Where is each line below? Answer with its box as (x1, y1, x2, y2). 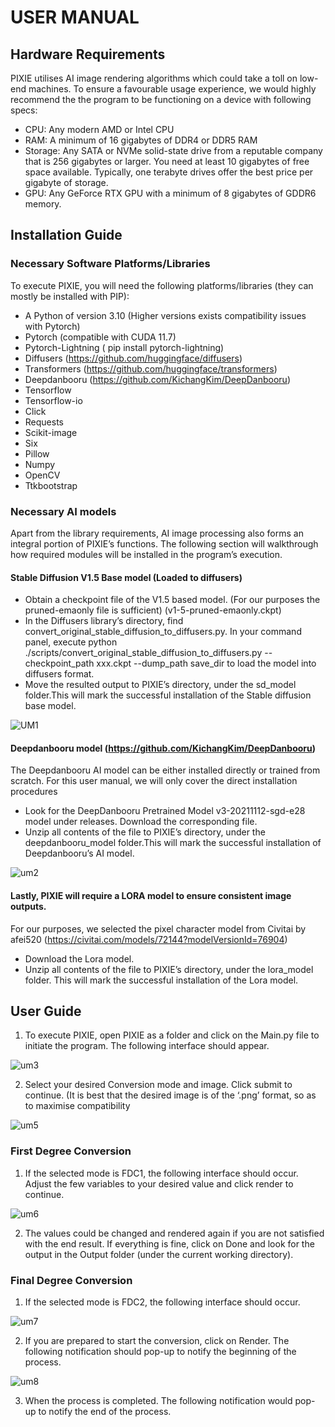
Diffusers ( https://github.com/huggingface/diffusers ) (24, 352, 243, 364)
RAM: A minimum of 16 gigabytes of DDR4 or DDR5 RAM (24, 134, 258, 146)
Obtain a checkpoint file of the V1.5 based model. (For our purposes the (24, 594, 321, 606)
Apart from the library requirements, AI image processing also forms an (10, 527, 304, 539)
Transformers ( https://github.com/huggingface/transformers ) (24, 362, 278, 375)
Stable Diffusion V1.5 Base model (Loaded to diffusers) (10, 571, 243, 583)
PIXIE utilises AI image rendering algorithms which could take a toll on (10, 72, 298, 84)
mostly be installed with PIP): (10, 290, 130, 302)
